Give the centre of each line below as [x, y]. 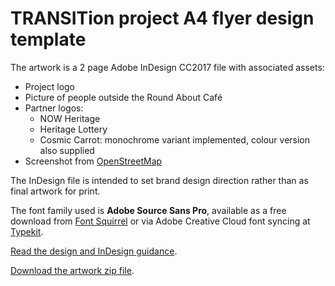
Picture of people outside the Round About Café [123, 97]
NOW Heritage [70, 118]
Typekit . [27, 231]
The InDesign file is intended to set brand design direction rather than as [159, 180]
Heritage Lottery [73, 129]
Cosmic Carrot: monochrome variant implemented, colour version [175, 139]
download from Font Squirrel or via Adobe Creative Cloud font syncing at [160, 221]
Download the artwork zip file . [72, 270]
